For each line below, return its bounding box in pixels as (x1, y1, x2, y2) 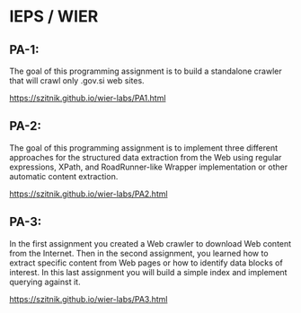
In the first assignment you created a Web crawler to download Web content (9, 238, 292, 248)
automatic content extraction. (9, 170, 119, 181)
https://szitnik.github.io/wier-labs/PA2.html (9, 188, 168, 199)
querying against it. (9, 276, 81, 287)
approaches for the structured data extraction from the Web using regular (9, 152, 282, 162)
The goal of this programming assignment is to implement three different (9, 142, 279, 153)
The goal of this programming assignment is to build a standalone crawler (9, 65, 282, 76)
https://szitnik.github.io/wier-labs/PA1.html (9, 92, 166, 103)
